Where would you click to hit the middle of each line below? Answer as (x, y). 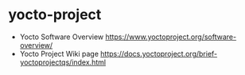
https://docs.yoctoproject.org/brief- (159, 53)
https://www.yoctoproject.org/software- (171, 37)
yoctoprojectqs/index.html (62, 62)
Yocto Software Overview (62, 37)
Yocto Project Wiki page (59, 53)
